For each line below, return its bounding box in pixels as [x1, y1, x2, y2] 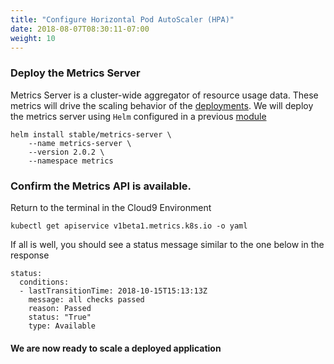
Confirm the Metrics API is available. [10, 179, 192, 193]
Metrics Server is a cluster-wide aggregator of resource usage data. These [10, 89, 319, 101]
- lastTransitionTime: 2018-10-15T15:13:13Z [19, 286, 208, 296]
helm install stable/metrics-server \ [10, 129, 172, 140]
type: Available [28, 321, 97, 331]
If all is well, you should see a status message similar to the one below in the [10, 238, 325, 250]
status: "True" [28, 312, 92, 322]
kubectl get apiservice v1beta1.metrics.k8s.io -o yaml [10, 221, 248, 231]
